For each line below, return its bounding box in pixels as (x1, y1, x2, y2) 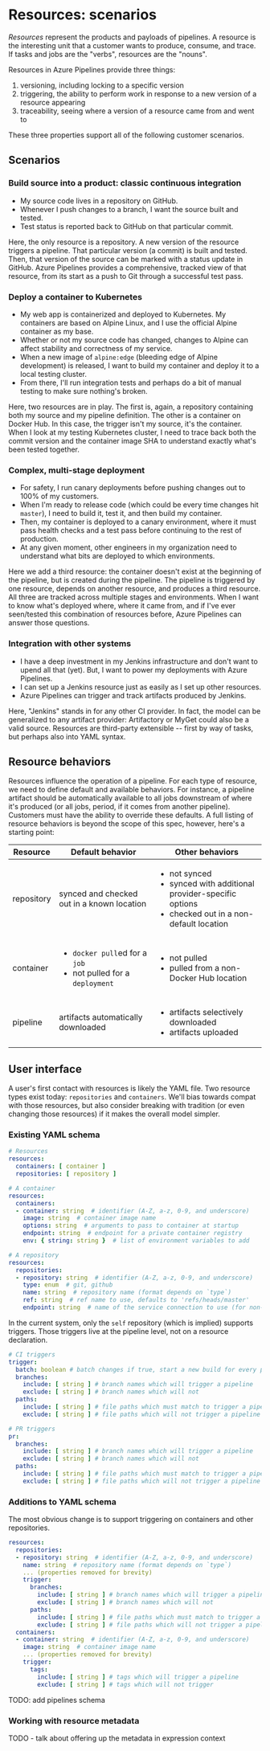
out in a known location (59, 898, 147, 910)
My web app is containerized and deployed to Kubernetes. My (19, 309, 227, 319)
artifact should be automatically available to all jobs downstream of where (8, 793, 252, 803)
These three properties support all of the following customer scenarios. (8, 130, 245, 140)
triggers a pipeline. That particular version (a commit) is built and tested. (8, 245, 247, 255)
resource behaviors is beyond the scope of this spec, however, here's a (8, 819, 245, 828)
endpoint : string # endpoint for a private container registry (22, 1229, 243, 1238)
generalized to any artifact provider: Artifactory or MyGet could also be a (8, 714, 249, 724)
